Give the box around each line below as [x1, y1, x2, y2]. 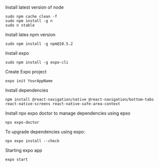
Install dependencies [5, 88, 49, 93]
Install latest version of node [5, 5, 64, 10]
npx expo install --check [5, 138, 59, 143]
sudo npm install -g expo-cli [5, 60, 69, 65]
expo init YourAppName [5, 78, 53, 83]
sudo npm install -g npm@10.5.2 [5, 41, 73, 46]
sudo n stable [5, 23, 35, 28]
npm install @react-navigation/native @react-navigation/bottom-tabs [5, 97, 154, 102]
